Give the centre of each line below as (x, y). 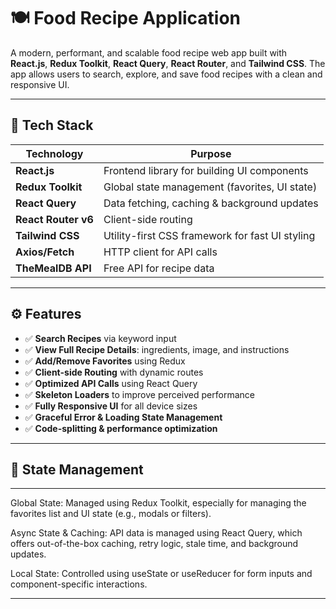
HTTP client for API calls (160, 252)
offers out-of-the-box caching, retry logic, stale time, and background (154, 544)
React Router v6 (54, 219)
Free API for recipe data (159, 268)
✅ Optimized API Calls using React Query (111, 383)
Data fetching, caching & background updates (211, 203)
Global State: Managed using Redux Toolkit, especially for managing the (158, 503)
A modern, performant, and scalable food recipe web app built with (149, 52)
